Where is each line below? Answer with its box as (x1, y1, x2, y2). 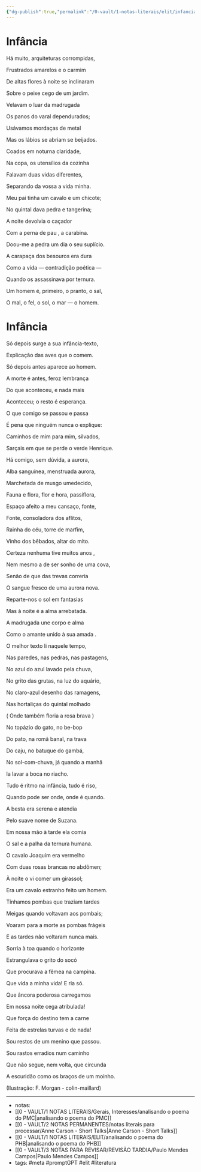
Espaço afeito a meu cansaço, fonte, (6, 503, 97, 510)
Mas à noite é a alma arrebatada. (6, 607, 87, 614)
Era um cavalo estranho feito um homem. (6, 886, 108, 893)
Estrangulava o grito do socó (6, 956, 77, 964)
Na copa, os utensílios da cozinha (6, 159, 90, 166)
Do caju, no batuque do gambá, (6, 747, 84, 754)
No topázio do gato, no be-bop (6, 723, 83, 731)
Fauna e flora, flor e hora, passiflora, (6, 491, 96, 498)
